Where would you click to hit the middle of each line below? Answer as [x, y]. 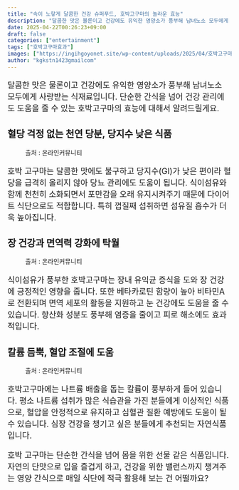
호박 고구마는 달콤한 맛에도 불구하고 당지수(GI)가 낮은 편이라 [115, 171]
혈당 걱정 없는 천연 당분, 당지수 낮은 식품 [90, 134]
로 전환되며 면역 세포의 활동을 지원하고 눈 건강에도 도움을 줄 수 [118, 303]
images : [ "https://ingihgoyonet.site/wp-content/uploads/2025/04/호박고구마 [120, 54]
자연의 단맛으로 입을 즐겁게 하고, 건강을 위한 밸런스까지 [105, 467]
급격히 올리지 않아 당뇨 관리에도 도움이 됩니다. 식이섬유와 [126, 183]
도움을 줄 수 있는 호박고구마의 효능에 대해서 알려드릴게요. [118, 108]
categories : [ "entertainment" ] [54, 41]
